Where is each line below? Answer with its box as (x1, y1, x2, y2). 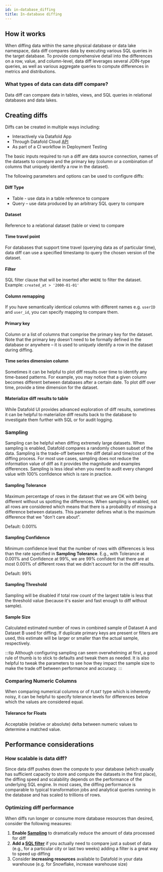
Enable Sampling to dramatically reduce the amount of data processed (12, 830, 155, 836)
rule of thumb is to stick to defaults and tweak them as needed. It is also (5, 655, 149, 661)
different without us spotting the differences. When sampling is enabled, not (5, 498, 158, 504)
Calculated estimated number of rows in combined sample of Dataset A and (5, 625, 157, 631)
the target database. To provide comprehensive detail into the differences (5, 53, 153, 59)
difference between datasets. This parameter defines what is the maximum (5, 508, 156, 515)
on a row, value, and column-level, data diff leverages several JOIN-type (5, 58, 150, 64)
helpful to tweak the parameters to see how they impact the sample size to (5, 660, 155, 666)
